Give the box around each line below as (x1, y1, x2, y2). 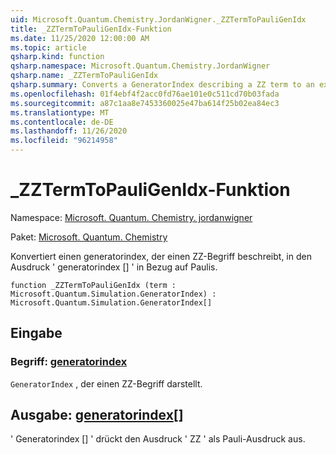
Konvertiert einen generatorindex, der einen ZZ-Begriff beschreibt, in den (10, 250, 312, 262)
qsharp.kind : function (10, 52, 105, 62)
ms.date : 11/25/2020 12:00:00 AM (10, 33, 150, 43)
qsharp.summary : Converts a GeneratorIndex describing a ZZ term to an (10, 80, 315, 90)
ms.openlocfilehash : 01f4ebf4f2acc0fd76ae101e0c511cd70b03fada (10, 89, 280, 99)
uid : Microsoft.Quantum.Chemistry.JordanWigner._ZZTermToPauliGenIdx (10, 14, 307, 25)
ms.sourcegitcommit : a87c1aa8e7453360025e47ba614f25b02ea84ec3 (10, 98, 280, 108)
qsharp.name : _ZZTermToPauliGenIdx (10, 71, 159, 81)
